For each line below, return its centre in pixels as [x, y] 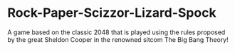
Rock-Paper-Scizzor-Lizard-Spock [112, 13]
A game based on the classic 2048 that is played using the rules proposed [116, 32]
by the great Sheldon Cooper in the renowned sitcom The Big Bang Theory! [118, 39]
